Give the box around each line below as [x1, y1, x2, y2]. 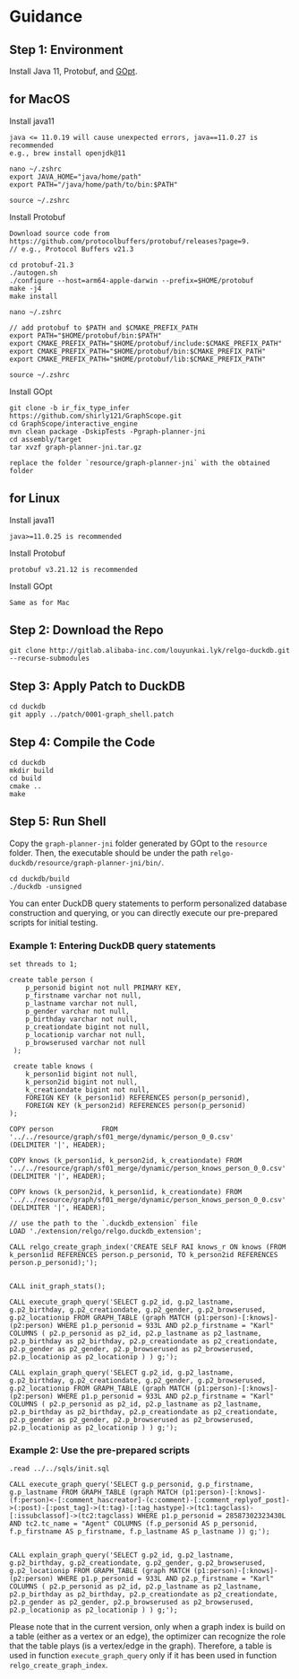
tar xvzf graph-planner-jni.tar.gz [9, 443, 142, 452]
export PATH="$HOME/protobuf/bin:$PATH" [9, 330, 163, 340]
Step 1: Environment [9, 42, 124, 57]
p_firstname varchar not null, [25, 991, 142, 1000]
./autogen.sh [9, 268, 58, 277]
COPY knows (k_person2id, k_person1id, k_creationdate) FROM [9, 1188, 243, 1197]
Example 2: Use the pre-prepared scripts [9, 1444, 191, 1456]
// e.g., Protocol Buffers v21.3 [9, 244, 134, 253]
